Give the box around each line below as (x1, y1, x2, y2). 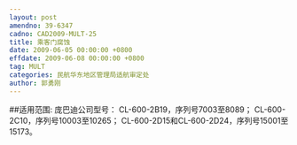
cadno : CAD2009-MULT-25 (9, 29, 98, 38)
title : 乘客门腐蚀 (9, 37, 71, 47)
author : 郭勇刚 (9, 79, 61, 88)
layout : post (9, 12, 58, 22)
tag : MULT (9, 63, 46, 72)
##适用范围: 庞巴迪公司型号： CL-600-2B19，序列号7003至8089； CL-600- (9, 103, 286, 115)
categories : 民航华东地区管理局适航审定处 (9, 71, 150, 80)
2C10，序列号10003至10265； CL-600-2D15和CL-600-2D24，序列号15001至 (9, 115, 289, 126)
